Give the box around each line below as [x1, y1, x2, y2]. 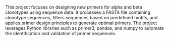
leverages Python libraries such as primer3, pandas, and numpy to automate [5, 25, 164, 31]
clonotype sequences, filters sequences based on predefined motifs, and [5, 15, 158, 20]
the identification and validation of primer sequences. [5, 31, 117, 36]
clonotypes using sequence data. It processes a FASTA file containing [5, 9, 150, 15]
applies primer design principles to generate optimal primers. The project [5, 20, 157, 26]
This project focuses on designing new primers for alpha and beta [5, 4, 142, 10]
